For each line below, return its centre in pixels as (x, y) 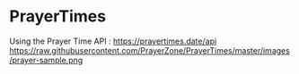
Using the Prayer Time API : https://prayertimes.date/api (113, 41)
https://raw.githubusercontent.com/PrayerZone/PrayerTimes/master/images (149, 50)
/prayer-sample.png (46, 60)
